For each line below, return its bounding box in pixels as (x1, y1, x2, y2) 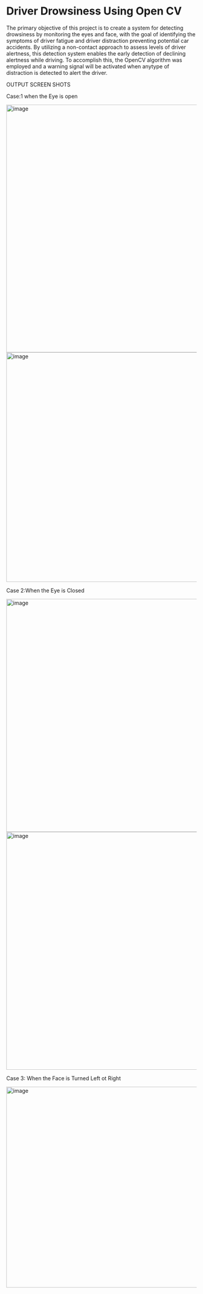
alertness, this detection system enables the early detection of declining (6, 50, 186, 57)
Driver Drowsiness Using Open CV (6, 4, 182, 18)
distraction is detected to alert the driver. (6, 69, 108, 76)
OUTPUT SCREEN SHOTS (6, 80, 71, 88)
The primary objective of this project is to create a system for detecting (6, 24, 184, 31)
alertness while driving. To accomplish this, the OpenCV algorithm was (6, 56, 182, 63)
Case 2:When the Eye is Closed (6, 587, 85, 594)
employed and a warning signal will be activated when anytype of (6, 62, 170, 70)
